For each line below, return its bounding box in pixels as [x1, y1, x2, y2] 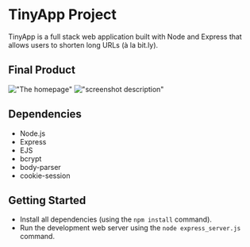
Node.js [19, 129, 46, 138]
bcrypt [19, 153, 42, 164]
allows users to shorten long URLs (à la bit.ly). [8, 40, 159, 49]
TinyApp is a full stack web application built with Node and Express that [8, 32, 242, 41]
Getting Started [8, 193, 87, 207]
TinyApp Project [8, 6, 117, 24]
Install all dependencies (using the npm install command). [19, 214, 213, 224]
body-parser [19, 162, 61, 172]
